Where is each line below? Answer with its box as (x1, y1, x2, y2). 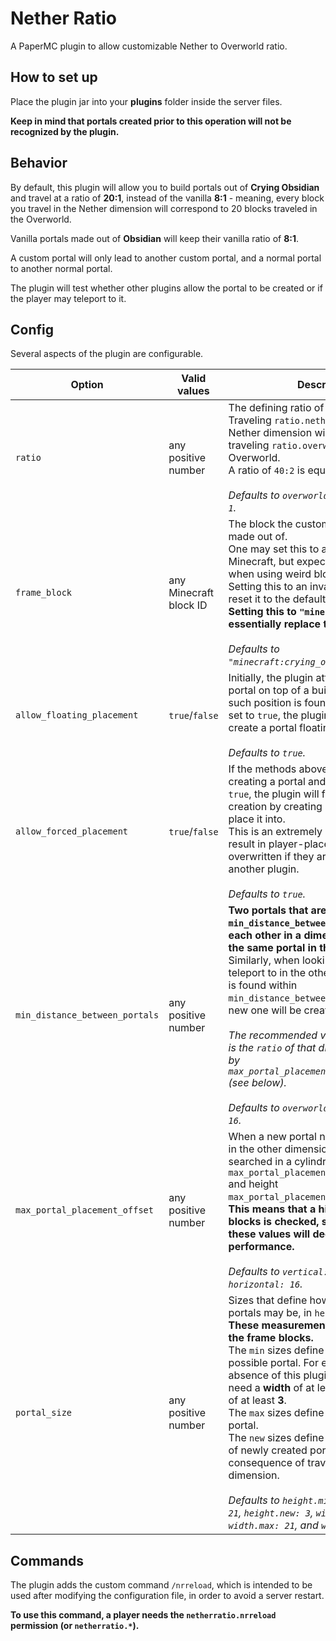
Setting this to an (228, 580, 308, 594)
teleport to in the (228, 966, 307, 980)
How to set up (10, 69, 98, 86)
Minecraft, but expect (228, 555, 330, 569)
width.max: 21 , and (228, 1518, 319, 1532)
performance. (228, 1240, 295, 1254)
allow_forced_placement (15, 826, 129, 837)
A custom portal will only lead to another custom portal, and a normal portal (10, 252, 322, 264)
